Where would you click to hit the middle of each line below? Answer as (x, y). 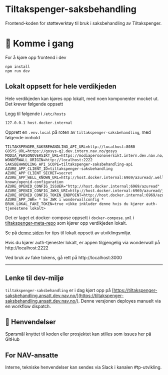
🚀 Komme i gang (39, 43)
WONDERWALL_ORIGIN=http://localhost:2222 (49, 160)
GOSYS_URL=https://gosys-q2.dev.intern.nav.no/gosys (61, 151)
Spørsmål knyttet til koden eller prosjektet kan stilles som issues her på (78, 334)
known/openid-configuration (34, 182)
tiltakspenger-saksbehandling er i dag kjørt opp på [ (59, 290)
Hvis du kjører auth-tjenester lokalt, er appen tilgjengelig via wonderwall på (82, 242)
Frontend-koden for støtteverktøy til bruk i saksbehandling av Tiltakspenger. (83, 23)
